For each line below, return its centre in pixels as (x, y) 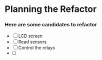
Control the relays (37, 48)
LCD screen (30, 36)
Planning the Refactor (51, 9)
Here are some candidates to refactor (51, 25)
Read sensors (32, 42)
